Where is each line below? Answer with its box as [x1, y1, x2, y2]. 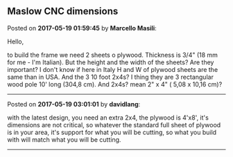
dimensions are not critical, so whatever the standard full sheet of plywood [7, 120, 221, 129]
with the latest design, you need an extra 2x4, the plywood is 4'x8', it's [7, 113, 209, 122]
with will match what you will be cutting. [7, 135, 121, 144]
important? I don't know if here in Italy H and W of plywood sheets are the [7, 65, 218, 73]
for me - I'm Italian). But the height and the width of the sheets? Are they [7, 58, 214, 66]
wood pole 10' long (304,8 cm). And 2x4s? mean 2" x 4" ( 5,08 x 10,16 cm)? [7, 80, 223, 89]
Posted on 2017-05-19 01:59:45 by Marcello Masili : [7, 24, 157, 32]
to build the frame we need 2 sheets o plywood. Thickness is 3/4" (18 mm [7, 50, 218, 59]
